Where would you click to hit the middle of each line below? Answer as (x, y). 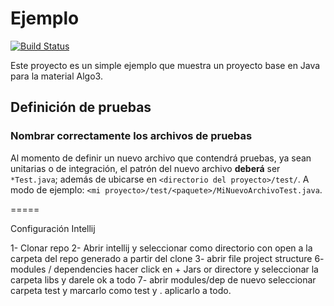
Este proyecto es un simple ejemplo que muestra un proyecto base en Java (165, 65)
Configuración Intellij (53, 228)
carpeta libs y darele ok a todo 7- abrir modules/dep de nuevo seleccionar (163, 279)
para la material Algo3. (56, 76)
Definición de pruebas (81, 107)
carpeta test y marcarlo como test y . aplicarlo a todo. (121, 290)
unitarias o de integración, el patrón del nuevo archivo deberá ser (145, 168)
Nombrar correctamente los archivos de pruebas (131, 136)
